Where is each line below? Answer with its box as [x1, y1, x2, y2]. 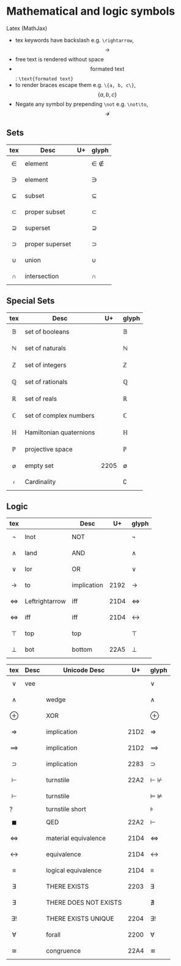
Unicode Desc [63, 666, 105, 674]
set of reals [24, 394, 57, 402]
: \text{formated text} [15, 75, 73, 82]
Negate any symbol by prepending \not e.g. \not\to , [15, 100, 149, 108]
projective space [24, 445, 73, 453]
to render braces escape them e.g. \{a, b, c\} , [15, 81, 136, 88]
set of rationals [24, 377, 68, 386]
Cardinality [24, 477, 56, 486]
